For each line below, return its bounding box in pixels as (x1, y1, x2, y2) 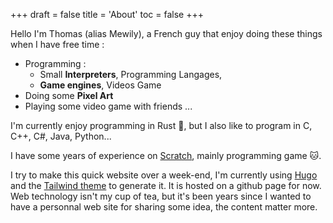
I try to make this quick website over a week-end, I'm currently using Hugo (10, 169, 318, 181)
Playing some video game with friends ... (24, 100, 193, 112)
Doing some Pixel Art (24, 90, 114, 101)
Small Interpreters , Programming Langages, (39, 69, 223, 80)
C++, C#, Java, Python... (10, 130, 112, 142)
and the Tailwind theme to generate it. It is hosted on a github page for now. (10, 180, 322, 191)
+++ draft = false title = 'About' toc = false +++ (10, 9, 204, 20)
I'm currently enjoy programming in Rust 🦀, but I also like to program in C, (10, 120, 313, 131)
